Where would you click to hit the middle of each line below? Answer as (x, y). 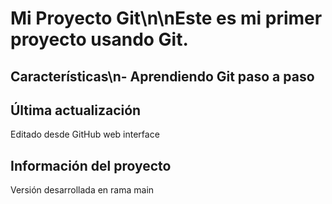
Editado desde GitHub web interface (85, 134)
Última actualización (76, 110)
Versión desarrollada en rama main (82, 190)
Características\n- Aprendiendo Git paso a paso (162, 76)
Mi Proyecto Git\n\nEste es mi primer (166, 18)
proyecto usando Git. (99, 39)
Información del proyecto (91, 165)
